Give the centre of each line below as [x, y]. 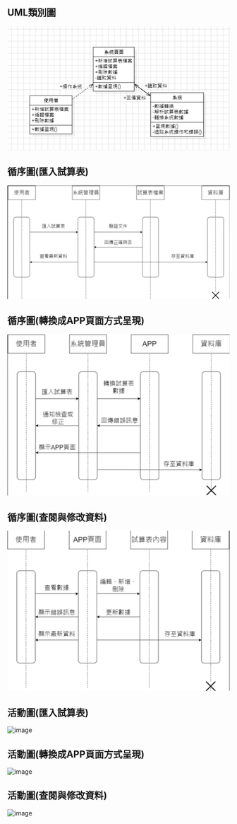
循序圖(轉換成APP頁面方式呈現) [76, 321]
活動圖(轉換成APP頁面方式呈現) [76, 754]
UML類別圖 [32, 13]
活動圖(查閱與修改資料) [57, 795]
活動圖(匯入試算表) [48, 713]
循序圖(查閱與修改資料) [57, 517]
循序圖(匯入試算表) [48, 172]
